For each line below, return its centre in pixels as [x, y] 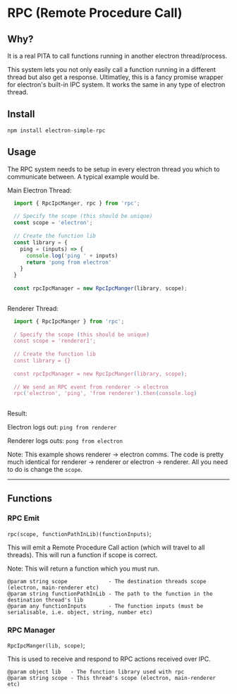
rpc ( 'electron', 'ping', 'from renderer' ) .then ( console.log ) [105, 394]
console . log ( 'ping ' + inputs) [72, 255]
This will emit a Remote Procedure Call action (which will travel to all [106, 547]
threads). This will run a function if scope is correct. [82, 554]
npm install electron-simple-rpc [56, 130]
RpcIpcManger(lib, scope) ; [47, 645]
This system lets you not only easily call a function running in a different [112, 69]
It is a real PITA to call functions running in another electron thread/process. [117, 56]
